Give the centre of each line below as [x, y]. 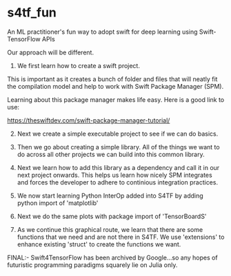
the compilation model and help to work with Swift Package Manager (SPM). [115, 86]
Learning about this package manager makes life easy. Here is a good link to [116, 99]
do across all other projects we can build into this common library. [111, 154]
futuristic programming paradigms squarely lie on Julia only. [92, 265]
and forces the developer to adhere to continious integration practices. [118, 182]
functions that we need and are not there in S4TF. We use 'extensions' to [121, 237]
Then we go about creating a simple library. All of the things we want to [118, 147]
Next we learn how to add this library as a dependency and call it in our [118, 167]
